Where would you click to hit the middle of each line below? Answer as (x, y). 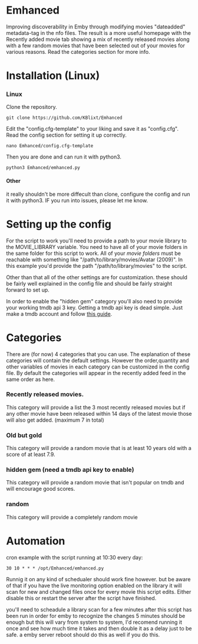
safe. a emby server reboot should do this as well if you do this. (83, 635)
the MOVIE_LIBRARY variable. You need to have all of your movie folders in (97, 247)
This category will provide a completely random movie (72, 517)
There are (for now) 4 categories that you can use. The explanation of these (98, 354)
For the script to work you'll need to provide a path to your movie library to (96, 241)
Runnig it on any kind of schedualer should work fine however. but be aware (98, 579)
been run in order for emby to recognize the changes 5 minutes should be (96, 616)
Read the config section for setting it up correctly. (66, 135)
